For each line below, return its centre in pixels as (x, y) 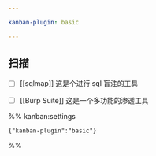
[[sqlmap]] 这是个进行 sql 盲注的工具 (79, 84)
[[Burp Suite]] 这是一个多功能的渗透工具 (84, 100)
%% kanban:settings (42, 116)
